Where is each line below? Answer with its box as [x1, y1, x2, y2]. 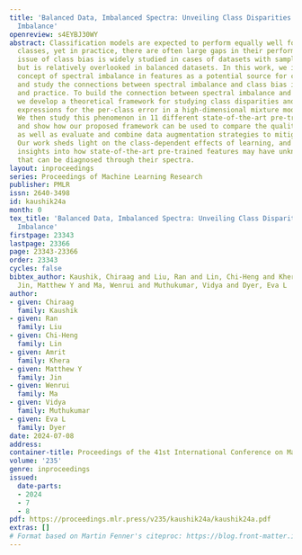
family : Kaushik [17, 306, 78, 315]
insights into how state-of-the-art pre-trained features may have [17, 147, 276, 156]
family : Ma [17, 389, 58, 398]
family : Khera [17, 356, 70, 365]
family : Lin [17, 339, 63, 348]
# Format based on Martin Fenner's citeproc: [9, 532, 182, 541]
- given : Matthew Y [9, 364, 83, 373]
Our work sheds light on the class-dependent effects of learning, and [17, 139, 292, 148]
